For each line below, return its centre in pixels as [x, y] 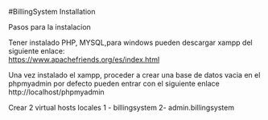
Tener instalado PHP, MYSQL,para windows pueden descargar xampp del [130, 42]
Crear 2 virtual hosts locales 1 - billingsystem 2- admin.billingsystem [122, 108]
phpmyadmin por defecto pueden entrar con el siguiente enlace [114, 84]
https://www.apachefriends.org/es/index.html [84, 60]
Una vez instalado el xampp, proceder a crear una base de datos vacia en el [134, 75]
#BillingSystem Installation [52, 12]
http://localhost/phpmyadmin [56, 92]
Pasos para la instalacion [49, 27]
